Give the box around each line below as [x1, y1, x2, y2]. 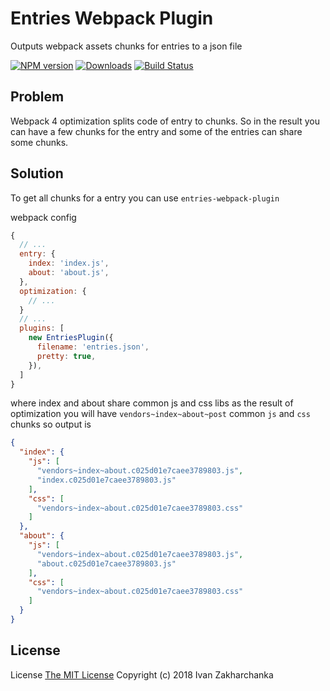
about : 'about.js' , [28, 268, 110, 278]
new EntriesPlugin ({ [28, 333, 114, 343]
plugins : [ [19, 323, 65, 334]
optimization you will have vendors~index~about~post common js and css [10, 408, 311, 420]
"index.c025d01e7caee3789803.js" [36, 475, 177, 485]
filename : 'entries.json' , [36, 342, 150, 352]
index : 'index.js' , [28, 258, 110, 269]
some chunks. [10, 136, 69, 148]
